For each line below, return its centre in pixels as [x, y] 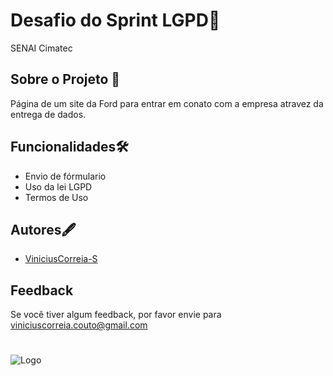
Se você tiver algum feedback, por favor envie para [116, 315]
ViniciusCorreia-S [61, 259]
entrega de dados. [48, 114]
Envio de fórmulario [65, 176]
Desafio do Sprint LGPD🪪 [115, 20]
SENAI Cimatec [41, 48]
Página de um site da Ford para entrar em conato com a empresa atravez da [167, 103]
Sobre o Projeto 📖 [65, 79]
